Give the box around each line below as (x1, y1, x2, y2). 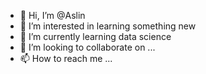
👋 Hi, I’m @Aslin (19, 10, 86, 21)
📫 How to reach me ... (19, 53, 113, 64)
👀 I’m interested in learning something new (19, 20, 197, 32)
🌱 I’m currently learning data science (19, 31, 172, 42)
